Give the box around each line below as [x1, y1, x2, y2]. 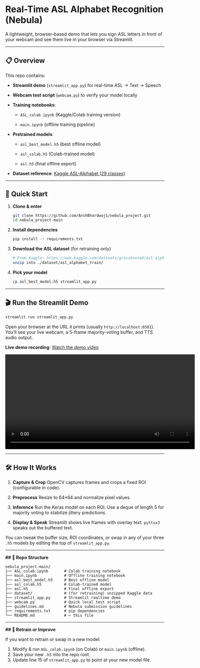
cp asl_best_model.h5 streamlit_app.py [12, 279, 97, 284]
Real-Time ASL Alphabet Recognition [5, 4, 164, 15]
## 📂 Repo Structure [5, 555, 49, 561]
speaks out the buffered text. [12, 525, 73, 531]
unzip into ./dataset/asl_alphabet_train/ [12, 260, 104, 265]
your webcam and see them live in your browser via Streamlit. [5, 36, 134, 42]
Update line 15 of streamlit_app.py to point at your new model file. [12, 657, 152, 663]
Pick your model [12, 269, 48, 275]
